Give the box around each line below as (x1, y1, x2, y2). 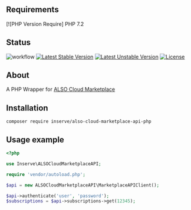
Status (6, 38, 31, 48)
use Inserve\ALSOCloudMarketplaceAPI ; (6, 160, 101, 167)
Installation (6, 103, 48, 113)
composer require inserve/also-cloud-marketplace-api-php (6, 119, 152, 124)
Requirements (6, 5, 59, 15)
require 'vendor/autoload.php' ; (6, 171, 85, 178)
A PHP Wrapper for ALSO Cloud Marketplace (6, 86, 116, 93)
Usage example (6, 134, 65, 145)
